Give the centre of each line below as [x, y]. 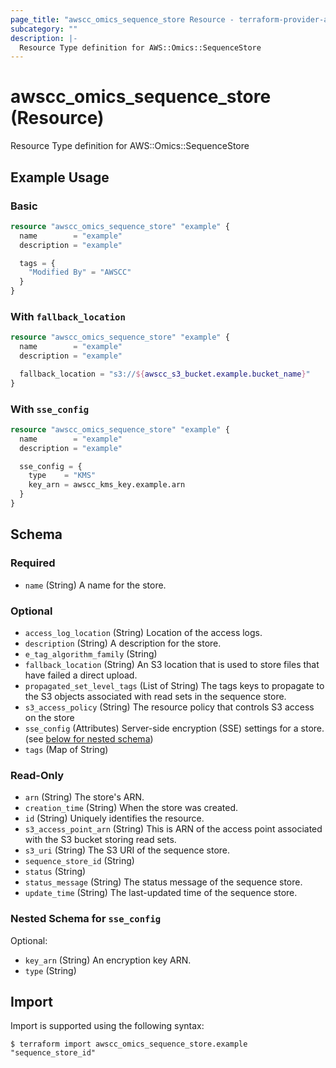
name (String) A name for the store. [95, 585]
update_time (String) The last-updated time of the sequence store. [161, 893]
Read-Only [37, 775]
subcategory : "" [44, 29]
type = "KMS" [62, 476]
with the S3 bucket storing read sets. [100, 840]
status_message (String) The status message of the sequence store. [163, 882]
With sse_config [50, 409]
